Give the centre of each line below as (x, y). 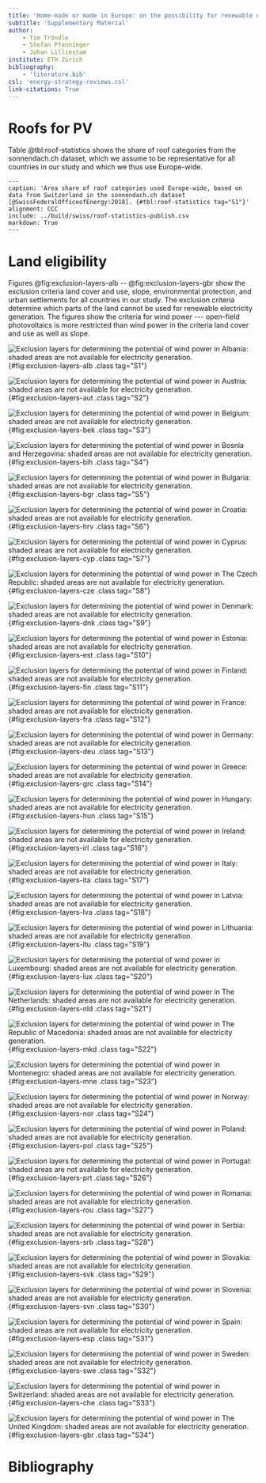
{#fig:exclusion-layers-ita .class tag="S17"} (79, 880)
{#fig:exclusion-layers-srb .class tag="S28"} (81, 1242)
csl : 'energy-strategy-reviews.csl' (68, 82)
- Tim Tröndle (46, 38)
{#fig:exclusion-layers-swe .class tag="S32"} (82, 1371)
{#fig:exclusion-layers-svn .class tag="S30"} (82, 1307)
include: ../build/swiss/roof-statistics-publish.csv (99, 216)
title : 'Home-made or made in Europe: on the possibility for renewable (131, 15)
